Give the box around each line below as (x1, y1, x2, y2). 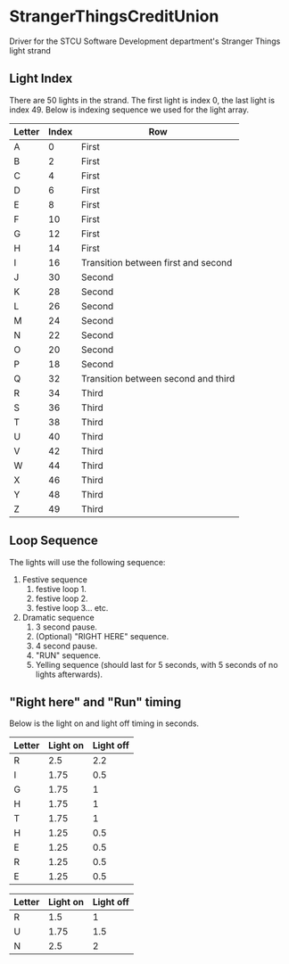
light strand (9, 45, 52, 55)
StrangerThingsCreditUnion (9, 6, 219, 27)
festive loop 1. (35, 583, 87, 594)
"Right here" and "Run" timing (9, 694, 182, 710)
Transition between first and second (81, 256, 233, 268)
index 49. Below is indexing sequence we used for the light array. (9, 104, 250, 115)
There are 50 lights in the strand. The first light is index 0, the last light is (9, 95, 275, 105)
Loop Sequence (9, 533, 98, 548)
